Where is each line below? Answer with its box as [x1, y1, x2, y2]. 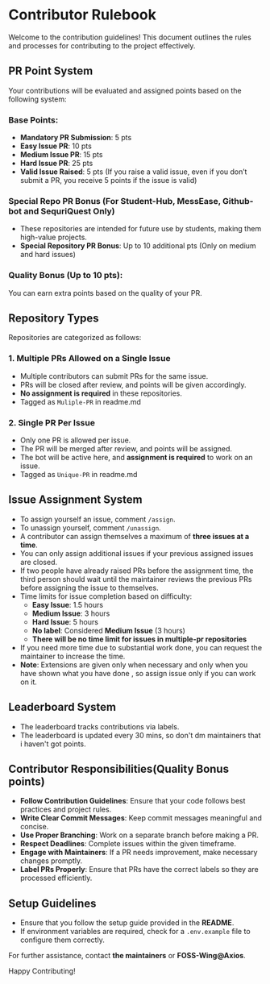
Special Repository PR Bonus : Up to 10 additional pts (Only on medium [19, 241, 256, 251]
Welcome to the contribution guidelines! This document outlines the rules [8, 32, 251, 42]
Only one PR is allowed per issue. [19, 435, 131, 445]
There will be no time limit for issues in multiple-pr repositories [31, 634, 247, 644]
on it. [19, 677, 38, 687]
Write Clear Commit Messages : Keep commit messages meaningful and [19, 813, 262, 823]
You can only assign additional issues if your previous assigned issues [19, 548, 254, 558]
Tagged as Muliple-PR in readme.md [19, 397, 141, 406]
